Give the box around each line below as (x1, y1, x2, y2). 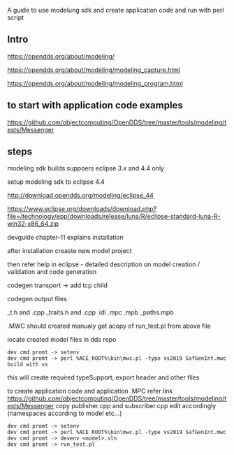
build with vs (7, 361, 49, 368)
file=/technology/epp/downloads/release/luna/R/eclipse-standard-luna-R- (7, 212, 221, 221)
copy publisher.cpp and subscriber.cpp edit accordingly (55, 402, 217, 410)
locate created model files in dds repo (7, 335, 117, 344)
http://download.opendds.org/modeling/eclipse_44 (7, 192, 154, 200)
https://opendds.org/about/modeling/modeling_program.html (7, 79, 183, 87)
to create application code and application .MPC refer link (7, 387, 173, 396)
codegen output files (7, 295, 68, 303)
